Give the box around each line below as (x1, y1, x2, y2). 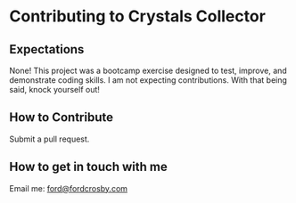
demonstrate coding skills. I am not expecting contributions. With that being (9, 75, 288, 85)
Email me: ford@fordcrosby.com (9, 183, 127, 193)
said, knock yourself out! (9, 85, 101, 94)
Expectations (9, 42, 85, 57)
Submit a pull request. (9, 134, 90, 144)
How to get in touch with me (9, 159, 168, 175)
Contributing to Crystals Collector (9, 6, 266, 27)
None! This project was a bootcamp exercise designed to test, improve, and (9, 65, 287, 76)
